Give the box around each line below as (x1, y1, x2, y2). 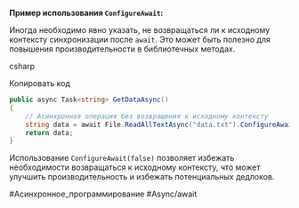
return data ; (25, 128, 74, 137)
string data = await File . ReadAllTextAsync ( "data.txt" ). (25, 120, 241, 129)
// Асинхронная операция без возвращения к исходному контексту (25, 111, 269, 121)
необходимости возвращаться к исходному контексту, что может (9, 162, 261, 172)
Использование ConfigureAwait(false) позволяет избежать (9, 153, 235, 164)
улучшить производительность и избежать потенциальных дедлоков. (9, 172, 275, 182)
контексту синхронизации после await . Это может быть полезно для (9, 35, 271, 44)
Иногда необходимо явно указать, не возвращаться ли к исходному (9, 25, 271, 35)
